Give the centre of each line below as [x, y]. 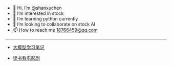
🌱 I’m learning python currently [45, 19]
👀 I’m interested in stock [38, 13]
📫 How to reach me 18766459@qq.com [55, 30]
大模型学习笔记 [28, 47]
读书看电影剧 [26, 58]
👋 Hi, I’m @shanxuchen [37, 8]
